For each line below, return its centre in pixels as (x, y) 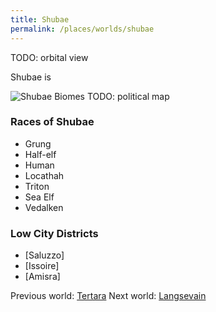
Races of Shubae (52, 122)
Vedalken (44, 207)
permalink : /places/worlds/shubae (82, 29)
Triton (37, 186)
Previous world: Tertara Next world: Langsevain (108, 296)
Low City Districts (54, 233)
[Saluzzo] (44, 255)
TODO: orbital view (49, 57)
